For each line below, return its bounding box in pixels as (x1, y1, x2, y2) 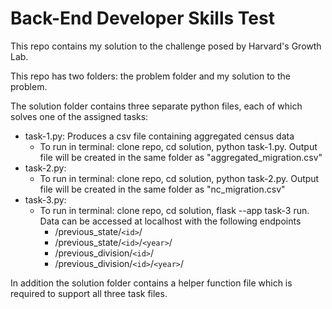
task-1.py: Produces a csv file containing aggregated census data (24, 130, 295, 142)
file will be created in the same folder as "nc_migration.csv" (39, 183, 286, 195)
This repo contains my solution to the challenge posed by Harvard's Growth (10, 40, 322, 52)
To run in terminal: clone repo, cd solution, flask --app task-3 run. (39, 204, 310, 216)
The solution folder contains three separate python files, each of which (10, 100, 303, 112)
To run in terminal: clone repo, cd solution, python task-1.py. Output (39, 140, 318, 152)
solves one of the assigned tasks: (10, 110, 149, 122)
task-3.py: (24, 193, 67, 206)
